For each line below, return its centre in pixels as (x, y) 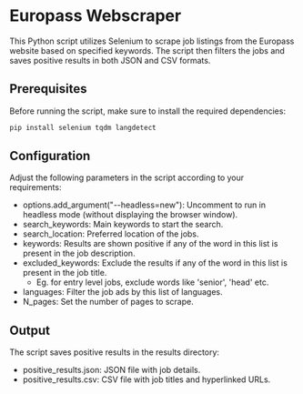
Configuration (50, 156)
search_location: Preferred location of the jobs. (111, 234)
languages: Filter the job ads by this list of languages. (122, 292)
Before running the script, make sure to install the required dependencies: (148, 111)
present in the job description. (79, 253)
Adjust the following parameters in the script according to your (127, 177)
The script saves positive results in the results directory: (115, 352)
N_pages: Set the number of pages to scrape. (108, 302)
